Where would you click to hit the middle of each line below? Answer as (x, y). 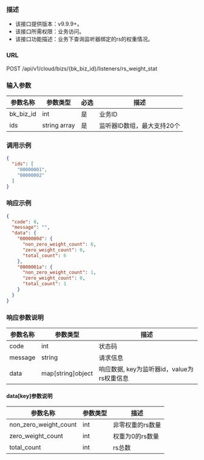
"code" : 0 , (25, 222)
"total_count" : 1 (44, 284)
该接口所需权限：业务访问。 (50, 32)
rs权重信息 (114, 379)
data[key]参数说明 (29, 396)
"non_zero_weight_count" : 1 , (59, 272)
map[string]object (67, 373)
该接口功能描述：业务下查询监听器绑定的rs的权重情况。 (84, 39)
